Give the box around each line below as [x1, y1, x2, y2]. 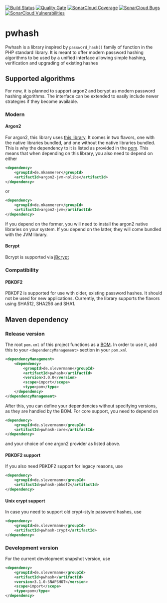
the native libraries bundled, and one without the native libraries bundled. [5, 139, 156, 145]
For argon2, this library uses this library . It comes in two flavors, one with [5, 134, 155, 140]
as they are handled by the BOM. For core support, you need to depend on [5, 408, 159, 414]
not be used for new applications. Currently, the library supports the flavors [5, 295, 160, 301]
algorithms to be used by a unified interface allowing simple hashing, [5, 54, 147, 60]
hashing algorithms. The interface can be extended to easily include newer [5, 93, 159, 99]
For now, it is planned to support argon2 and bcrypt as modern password [5, 87, 156, 93]
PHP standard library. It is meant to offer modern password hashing [5, 49, 144, 55]
